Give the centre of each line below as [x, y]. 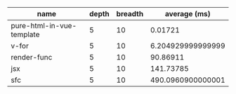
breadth [130, 14]
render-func [32, 57]
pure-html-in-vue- [44, 26]
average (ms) [188, 14]
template [25, 34]
